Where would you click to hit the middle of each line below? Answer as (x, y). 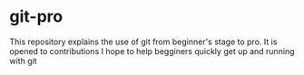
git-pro (36, 17)
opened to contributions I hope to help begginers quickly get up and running (152, 51)
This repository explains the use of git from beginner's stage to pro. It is (143, 42)
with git (24, 61)
